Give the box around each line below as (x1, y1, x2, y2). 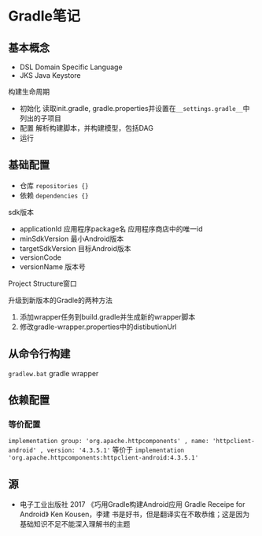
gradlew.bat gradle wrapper (8, 368, 99, 378)
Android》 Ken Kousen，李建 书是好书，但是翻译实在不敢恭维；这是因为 (19, 509, 250, 519)
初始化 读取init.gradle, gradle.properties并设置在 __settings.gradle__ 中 (19, 104, 250, 113)
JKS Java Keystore (19, 71, 81, 79)
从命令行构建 (8, 347, 71, 360)
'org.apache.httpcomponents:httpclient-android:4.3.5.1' (8, 454, 199, 462)
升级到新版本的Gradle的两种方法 (8, 295, 113, 305)
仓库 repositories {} (19, 180, 89, 190)
